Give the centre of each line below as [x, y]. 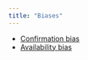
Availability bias [46, 47]
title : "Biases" [36, 16]
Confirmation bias [50, 38]
